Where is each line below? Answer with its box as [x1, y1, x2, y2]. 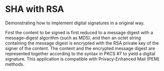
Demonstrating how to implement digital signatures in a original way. [5, 20, 145, 26]
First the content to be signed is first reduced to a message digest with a [5, 29, 154, 35]
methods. [5, 61, 25, 67]
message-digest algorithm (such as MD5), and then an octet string [5, 35, 141, 41]
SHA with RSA [5, 3, 64, 15]
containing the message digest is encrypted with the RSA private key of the [5, 40, 159, 46]
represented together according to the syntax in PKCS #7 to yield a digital [5, 51, 156, 57]
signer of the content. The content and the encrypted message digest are [5, 45, 155, 51]
